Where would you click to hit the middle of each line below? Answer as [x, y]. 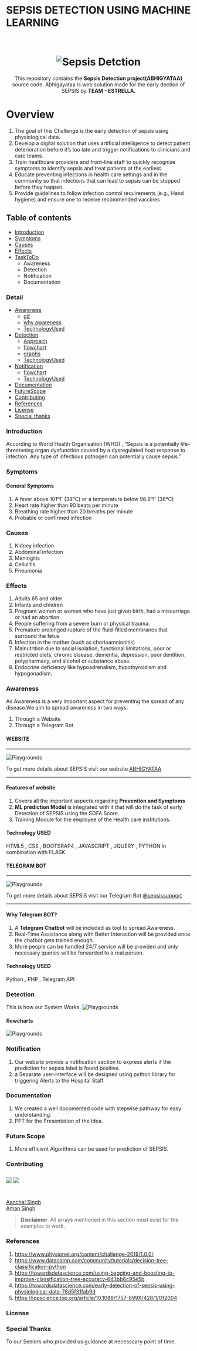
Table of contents [39, 218]
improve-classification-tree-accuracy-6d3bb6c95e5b [79, 1279]
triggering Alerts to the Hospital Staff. [60, 1080]
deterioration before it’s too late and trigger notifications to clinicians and [102, 150]
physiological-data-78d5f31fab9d [55, 1291]
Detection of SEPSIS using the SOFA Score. [67, 813]
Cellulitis [25, 564]
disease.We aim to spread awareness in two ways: [67, 708]
